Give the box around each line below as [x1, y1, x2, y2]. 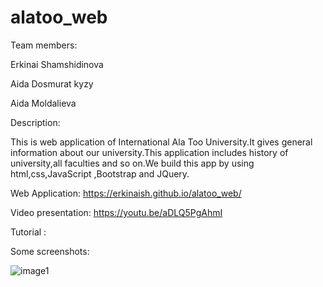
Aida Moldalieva [10, 97, 77, 109]
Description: [10, 116, 61, 128]
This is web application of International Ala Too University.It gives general [10, 136, 313, 148]
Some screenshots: [10, 245, 90, 257]
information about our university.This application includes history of [10, 146, 289, 158]
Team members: [10, 39, 78, 51]
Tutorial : [10, 226, 47, 238]
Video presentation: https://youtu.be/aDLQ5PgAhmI [10, 206, 223, 218]
